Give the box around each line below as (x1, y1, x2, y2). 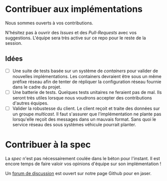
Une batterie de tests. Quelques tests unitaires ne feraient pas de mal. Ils (12, 89, 162, 95)
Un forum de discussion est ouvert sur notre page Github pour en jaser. (5, 170, 152, 176)
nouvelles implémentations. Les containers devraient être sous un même (12, 73, 162, 79)
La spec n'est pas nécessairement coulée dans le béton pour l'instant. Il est (5, 155, 161, 161)
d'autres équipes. (12, 100, 49, 106)
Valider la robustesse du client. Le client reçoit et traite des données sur (12, 105, 160, 111)
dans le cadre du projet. (12, 84, 61, 90)
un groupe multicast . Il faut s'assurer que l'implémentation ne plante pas (12, 111, 162, 117)
